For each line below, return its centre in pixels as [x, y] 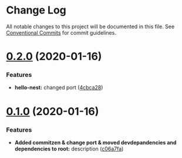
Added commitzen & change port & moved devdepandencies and [95, 142]
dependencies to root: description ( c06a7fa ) [69, 149]
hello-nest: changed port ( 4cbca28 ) [59, 88]
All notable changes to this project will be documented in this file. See [90, 26]
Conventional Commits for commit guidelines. [61, 32]
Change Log [36, 10]
